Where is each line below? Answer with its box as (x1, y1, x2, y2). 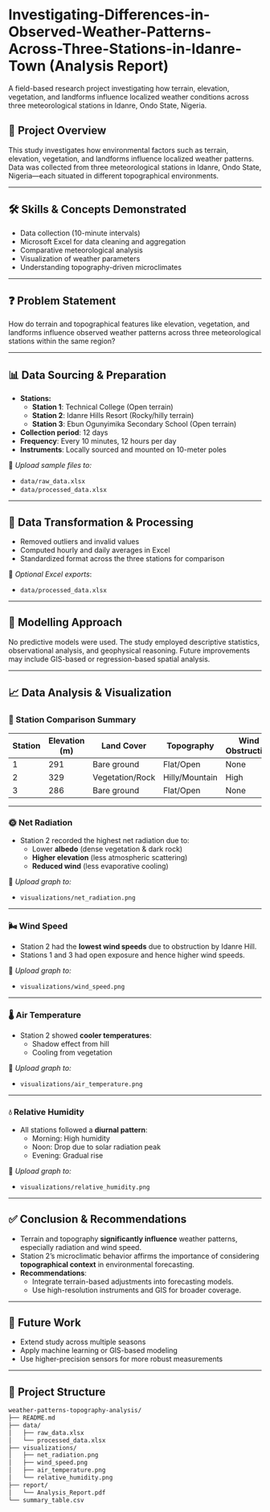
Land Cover (101, 740, 147, 751)
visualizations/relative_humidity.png (19, 1183, 150, 1191)
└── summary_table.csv (8, 1496, 84, 1504)
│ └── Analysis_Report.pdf (8, 1489, 106, 1497)
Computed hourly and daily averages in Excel (19, 545, 170, 555)
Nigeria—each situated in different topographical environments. (8, 170, 219, 180)
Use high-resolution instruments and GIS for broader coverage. (31, 1285, 242, 1295)
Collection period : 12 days (19, 428, 108, 437)
